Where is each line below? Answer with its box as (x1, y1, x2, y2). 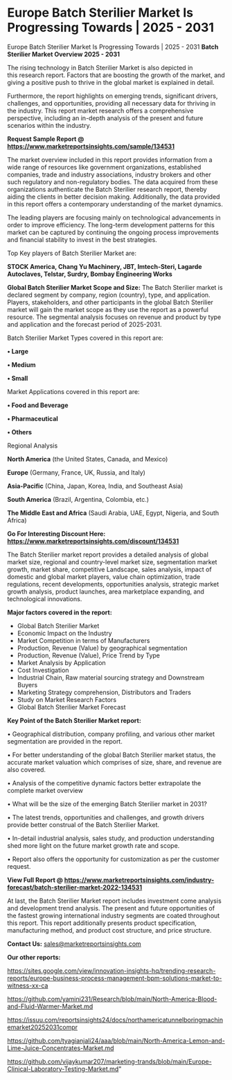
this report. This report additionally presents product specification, (7, 919, 197, 927)
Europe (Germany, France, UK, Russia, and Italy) (7, 468, 145, 477)
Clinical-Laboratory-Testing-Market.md (7, 1065, 119, 1073)
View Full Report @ (7, 876, 64, 884)
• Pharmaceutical (7, 414, 59, 423)
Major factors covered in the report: (7, 608, 112, 616)
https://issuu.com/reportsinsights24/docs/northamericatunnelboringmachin (7, 1015, 224, 1024)
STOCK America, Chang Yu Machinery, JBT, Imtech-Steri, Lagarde (7, 262, 202, 270)
